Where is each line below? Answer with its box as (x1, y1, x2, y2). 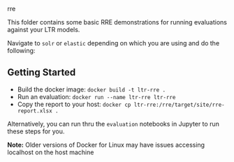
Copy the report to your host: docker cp (17, 100, 131, 108)
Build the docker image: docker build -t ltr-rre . (17, 85, 166, 94)
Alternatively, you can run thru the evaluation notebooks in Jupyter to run (7, 119, 220, 128)
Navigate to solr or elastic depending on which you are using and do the (7, 39, 220, 47)
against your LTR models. (7, 26, 80, 34)
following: (7, 47, 36, 54)
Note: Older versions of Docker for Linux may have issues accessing (7, 140, 205, 149)
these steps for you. (7, 127, 65, 135)
